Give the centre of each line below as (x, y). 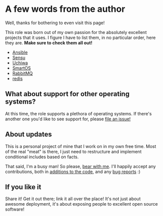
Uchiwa (20, 63)
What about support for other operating (67, 94)
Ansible (20, 52)
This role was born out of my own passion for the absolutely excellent (76, 32)
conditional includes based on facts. (42, 157)
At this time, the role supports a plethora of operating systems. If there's (79, 113)
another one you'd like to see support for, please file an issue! (68, 119)
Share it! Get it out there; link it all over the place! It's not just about (73, 199)
